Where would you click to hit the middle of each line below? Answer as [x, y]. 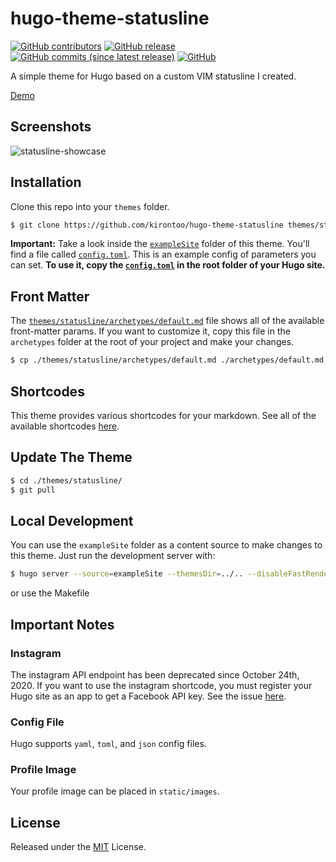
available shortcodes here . [65, 426]
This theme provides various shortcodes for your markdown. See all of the [163, 415]
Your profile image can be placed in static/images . [115, 791]
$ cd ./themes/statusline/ [66, 480]
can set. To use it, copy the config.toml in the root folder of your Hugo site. [168, 265]
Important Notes [62, 624]
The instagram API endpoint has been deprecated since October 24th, [155, 674]
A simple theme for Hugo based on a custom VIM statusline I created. [153, 76]
